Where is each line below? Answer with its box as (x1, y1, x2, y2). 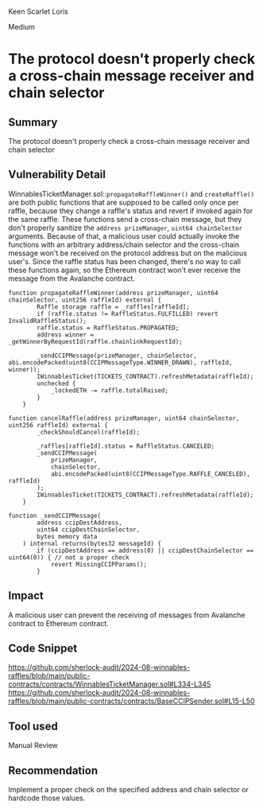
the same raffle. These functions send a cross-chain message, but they (8, 214, 242, 224)
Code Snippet (8, 642, 78, 655)
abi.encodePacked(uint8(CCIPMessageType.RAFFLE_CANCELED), (50, 469, 250, 478)
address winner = (37, 330, 94, 339)
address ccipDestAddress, (37, 519, 123, 527)
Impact (8, 589, 44, 603)
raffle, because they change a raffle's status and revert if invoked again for (8, 206, 253, 216)
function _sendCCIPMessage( (8, 511, 102, 519)
